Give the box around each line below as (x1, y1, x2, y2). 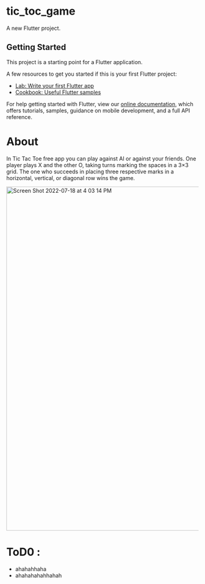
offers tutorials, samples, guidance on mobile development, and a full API (6, 107, 190, 114)
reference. (6, 113, 32, 120)
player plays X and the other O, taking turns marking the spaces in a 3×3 (6, 161, 189, 168)
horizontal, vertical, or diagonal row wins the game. (6, 174, 135, 181)
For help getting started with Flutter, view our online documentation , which (6, 100, 194, 107)
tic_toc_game (6, 4, 76, 18)
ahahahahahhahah (15, 572, 62, 579)
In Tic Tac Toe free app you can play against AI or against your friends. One (6, 154, 196, 162)
